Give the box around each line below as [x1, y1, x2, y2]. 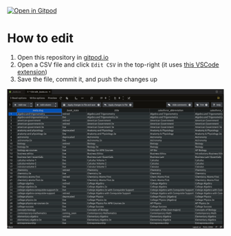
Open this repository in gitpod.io [16, 53, 109, 61]
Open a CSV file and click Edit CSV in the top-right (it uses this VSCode [16, 60, 219, 69]
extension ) [16, 67, 47, 75]
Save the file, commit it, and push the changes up [16, 75, 158, 83]
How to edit [7, 31, 74, 46]
